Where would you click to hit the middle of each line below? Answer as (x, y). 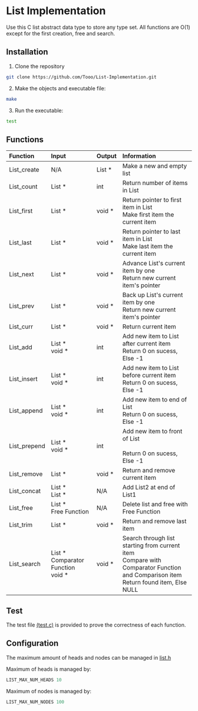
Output (106, 156)
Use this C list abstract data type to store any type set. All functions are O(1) (98, 27)
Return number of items (155, 183)
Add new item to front (152, 432)
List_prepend (27, 446)
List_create (24, 170)
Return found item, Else (154, 582)
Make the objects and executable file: (60, 88)
